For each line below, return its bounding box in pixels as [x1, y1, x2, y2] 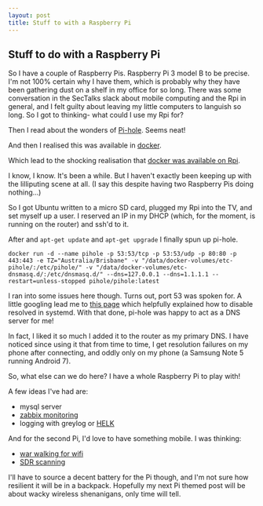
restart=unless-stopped [8, 278, 86, 286]
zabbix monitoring [19, 410, 79, 420]
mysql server [19, 402, 63, 412]
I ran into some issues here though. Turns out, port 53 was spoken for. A [8, 291, 242, 300]
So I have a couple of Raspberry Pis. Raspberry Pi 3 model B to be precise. [8, 68, 250, 78]
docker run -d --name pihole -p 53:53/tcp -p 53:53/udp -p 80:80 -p [8, 250, 237, 258]
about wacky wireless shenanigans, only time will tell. [8, 490, 181, 499]
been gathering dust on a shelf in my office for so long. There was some [8, 86, 242, 95]
